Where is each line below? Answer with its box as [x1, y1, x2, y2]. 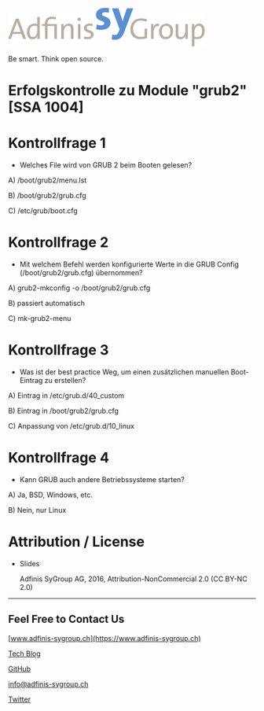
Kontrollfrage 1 [8, 134, 106, 153]
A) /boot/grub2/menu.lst [8, 175, 87, 185]
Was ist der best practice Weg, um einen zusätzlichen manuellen [19, 367, 229, 377]
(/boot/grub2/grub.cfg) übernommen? [19, 268, 143, 278]
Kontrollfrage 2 [8, 234, 109, 252]
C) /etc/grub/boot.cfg [8, 206, 79, 216]
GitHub [8, 664, 31, 673]
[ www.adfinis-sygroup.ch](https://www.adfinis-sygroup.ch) [8, 633, 202, 643]
